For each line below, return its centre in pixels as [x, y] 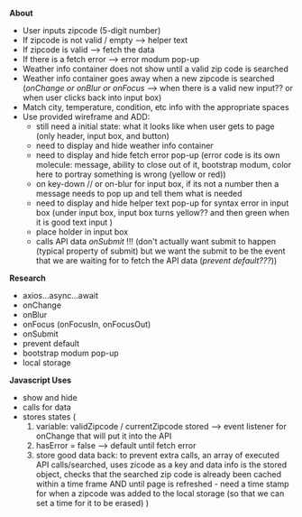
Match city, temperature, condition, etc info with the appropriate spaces [156, 107]
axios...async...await [60, 295]
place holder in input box [82, 232]
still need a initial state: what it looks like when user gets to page [155, 126]
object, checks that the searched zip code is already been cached [159, 474]
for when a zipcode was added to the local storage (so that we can [160, 494]
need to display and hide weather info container [124, 145]
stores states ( [49, 417]
